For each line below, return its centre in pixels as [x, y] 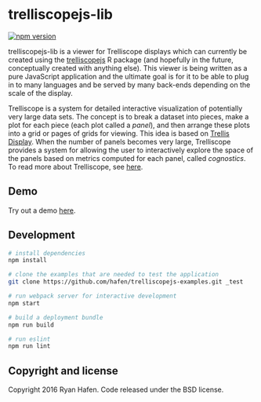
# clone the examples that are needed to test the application [114, 275]
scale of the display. [40, 93]
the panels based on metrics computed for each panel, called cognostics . [127, 158]
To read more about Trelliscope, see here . [76, 166]
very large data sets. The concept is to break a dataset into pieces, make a [129, 116]
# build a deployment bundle [56, 317]
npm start [24, 303]
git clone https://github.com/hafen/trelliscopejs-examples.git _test [126, 282]
